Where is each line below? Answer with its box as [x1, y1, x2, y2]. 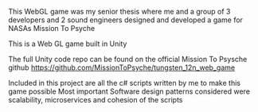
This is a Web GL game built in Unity [8, 39, 127, 48]
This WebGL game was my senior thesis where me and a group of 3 [8, 7, 231, 16]
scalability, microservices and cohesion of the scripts [8, 95, 183, 104]
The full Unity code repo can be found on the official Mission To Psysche [8, 55, 248, 64]
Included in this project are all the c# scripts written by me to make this [8, 79, 241, 87]
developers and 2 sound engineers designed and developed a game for [8, 15, 243, 25]
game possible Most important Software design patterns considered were [8, 87, 251, 96]
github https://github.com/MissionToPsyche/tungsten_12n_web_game [8, 63, 236, 72]
